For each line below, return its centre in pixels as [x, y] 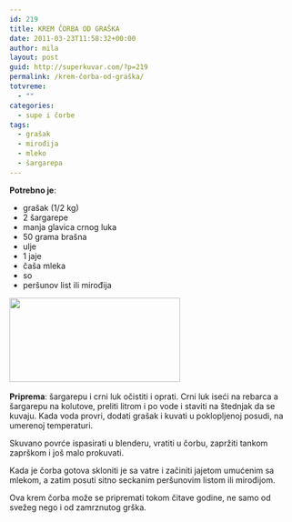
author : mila [34, 48]
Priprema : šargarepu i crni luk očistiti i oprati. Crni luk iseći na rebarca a [144, 397]
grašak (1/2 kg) [50, 207]
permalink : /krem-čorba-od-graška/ [77, 77]
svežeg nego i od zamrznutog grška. [78, 507]
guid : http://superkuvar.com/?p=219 [79, 67]
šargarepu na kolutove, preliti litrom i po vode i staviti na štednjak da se [142, 406]
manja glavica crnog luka [70, 226]
